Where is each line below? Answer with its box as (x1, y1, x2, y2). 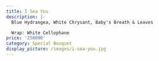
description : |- (6, 14, 46, 20)
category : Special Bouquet (6, 41, 72, 46)
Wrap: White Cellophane (11, 30, 69, 35)
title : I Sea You (6, 8, 49, 15)
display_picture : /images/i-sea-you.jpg (6, 46, 107, 52)
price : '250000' (6, 35, 46, 41)
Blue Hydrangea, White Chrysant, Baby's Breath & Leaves (11, 19, 154, 25)
